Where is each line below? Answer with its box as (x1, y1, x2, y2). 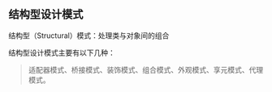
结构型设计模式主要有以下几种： (8, 48, 115, 57)
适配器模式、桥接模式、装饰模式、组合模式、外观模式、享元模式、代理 (28, 65, 264, 74)
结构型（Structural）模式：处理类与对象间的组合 (8, 31, 170, 40)
